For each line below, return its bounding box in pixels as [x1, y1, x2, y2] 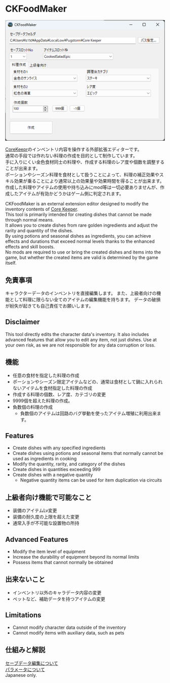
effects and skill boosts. [5, 244, 55, 250]
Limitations [5, 611, 41, 620]
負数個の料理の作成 [12, 404, 53, 410]
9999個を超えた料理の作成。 [12, 398, 73, 404]
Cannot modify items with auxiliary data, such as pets [12, 629, 124, 635]
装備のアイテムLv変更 [12, 507, 57, 514]
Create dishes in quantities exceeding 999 [12, 466, 101, 473]
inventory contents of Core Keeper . [5, 206, 78, 212]
